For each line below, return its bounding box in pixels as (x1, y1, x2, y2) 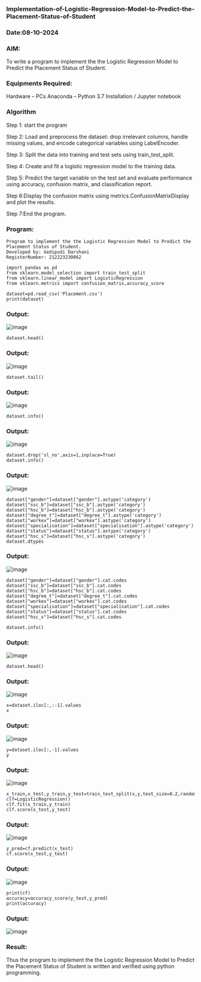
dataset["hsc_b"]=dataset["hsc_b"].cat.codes (6, 588, 121, 594)
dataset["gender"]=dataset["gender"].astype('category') (6, 496, 151, 503)
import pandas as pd (6, 265, 58, 271)
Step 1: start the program (6, 121, 68, 129)
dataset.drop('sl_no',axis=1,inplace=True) (6, 452, 117, 458)
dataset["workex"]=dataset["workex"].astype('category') (6, 517, 151, 524)
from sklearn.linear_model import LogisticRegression (6, 275, 144, 281)
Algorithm (6, 108, 36, 116)
